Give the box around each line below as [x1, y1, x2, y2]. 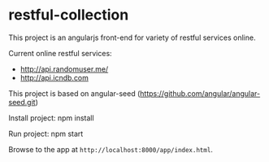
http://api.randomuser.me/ [20, 63, 109, 74]
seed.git [8, 97, 36, 107]
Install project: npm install [8, 112, 95, 123]
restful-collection [8, 6, 129, 24]
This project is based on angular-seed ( [8, 88, 141, 99]
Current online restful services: [8, 48, 112, 58]
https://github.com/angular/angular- [139, 88, 261, 99]
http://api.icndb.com [20, 72, 89, 82]
